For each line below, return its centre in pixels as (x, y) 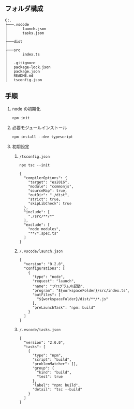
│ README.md (19, 75)
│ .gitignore (20, 63)
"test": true (50, 376)
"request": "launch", (54, 281)
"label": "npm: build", (56, 385)
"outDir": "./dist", (49, 195)
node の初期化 (26, 109)
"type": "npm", (47, 355)
